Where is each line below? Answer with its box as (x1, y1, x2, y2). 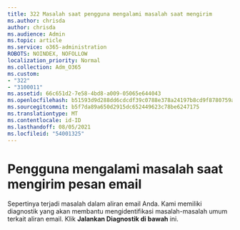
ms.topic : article (7, 37, 62, 44)
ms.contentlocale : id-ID (7, 116, 81, 124)
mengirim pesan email (7, 176, 142, 192)
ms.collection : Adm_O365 (7, 64, 81, 71)
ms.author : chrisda (7, 17, 66, 24)
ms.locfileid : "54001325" (7, 130, 84, 137)
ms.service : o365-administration (7, 44, 107, 51)
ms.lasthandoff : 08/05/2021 (7, 123, 91, 131)
